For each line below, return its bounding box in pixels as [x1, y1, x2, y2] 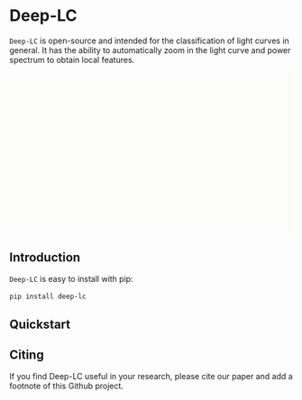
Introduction [9, 250, 81, 265]
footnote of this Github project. [9, 380, 124, 392]
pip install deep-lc [9, 292, 87, 302]
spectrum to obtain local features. [9, 54, 135, 65]
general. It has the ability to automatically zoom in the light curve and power [9, 44, 291, 55]
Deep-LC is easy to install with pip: [9, 274, 133, 285]
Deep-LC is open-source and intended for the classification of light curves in [9, 35, 290, 46]
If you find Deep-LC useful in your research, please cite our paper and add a [9, 371, 293, 382]
